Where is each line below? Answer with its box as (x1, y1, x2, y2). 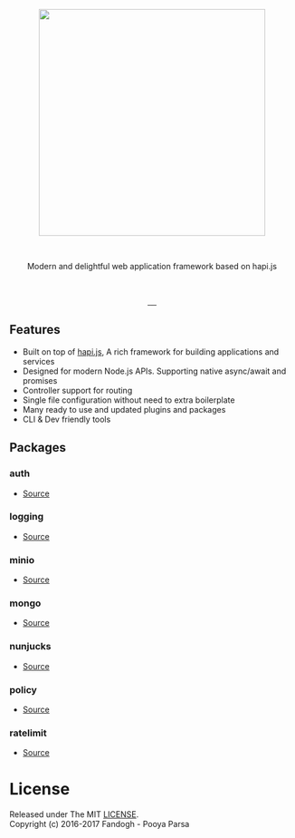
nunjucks (9, 640, 52, 653)
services (22, 356, 55, 366)
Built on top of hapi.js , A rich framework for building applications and (22, 346, 280, 357)
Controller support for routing (22, 385, 133, 395)
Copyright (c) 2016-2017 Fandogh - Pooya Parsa (9, 819, 190, 830)
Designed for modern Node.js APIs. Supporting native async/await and (22, 365, 287, 376)
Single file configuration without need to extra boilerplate (22, 395, 235, 405)
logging (9, 511, 44, 523)
